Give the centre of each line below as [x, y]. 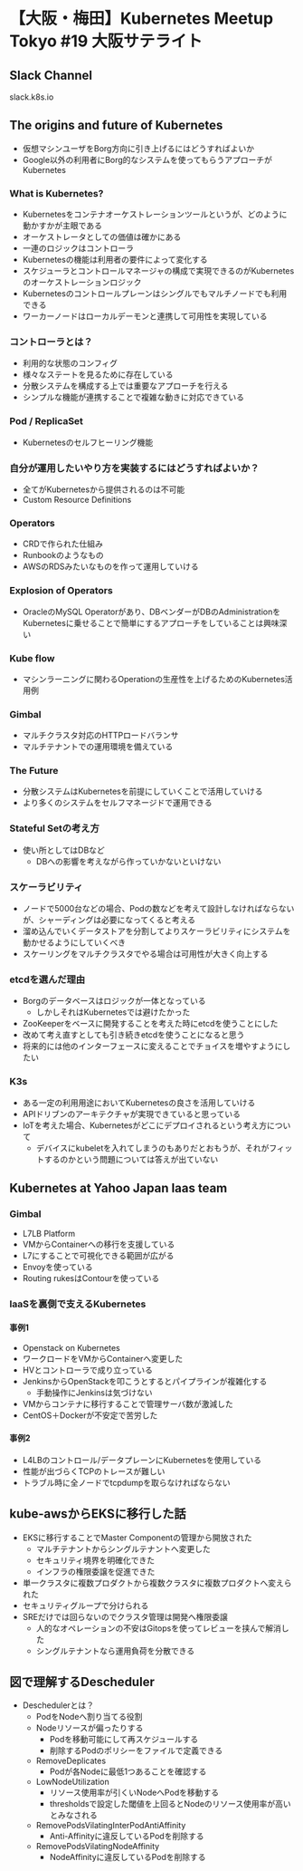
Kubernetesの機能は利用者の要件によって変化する [115, 260]
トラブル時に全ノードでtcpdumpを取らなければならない [126, 1482]
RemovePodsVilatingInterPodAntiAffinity [111, 1826]
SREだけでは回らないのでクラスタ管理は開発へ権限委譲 [125, 1616]
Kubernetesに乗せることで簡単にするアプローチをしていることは [143, 622]
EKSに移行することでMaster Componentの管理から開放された [137, 1538]
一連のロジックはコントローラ [78, 248]
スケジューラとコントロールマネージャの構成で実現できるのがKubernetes [158, 271]
